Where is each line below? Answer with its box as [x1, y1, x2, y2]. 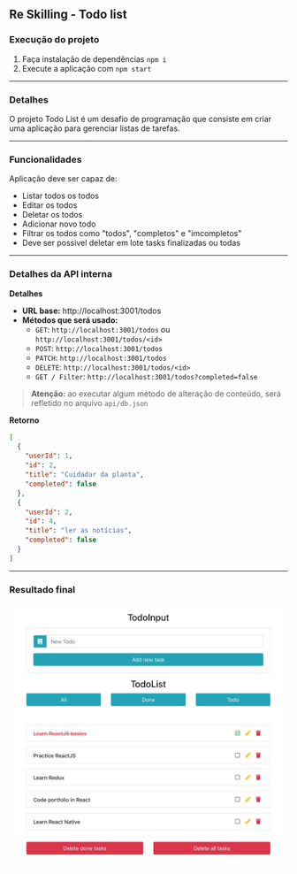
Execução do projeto [9, 34, 100, 46]
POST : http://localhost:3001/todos [34, 342, 164, 353]
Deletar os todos [21, 210, 83, 220]
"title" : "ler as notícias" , [25, 526, 133, 535]
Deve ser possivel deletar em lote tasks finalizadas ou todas [21, 238, 241, 249]
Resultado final [9, 583, 76, 595]
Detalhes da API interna [9, 268, 113, 280]
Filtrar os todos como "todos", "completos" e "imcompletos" [21, 228, 242, 239]
